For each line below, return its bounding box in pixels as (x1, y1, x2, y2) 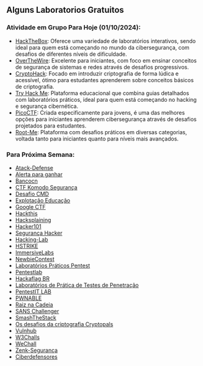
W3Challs (15, 334, 40, 341)
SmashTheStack (15, 314, 57, 321)
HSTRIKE (15, 242, 39, 250)
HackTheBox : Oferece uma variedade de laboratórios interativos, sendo (15, 37, 196, 45)
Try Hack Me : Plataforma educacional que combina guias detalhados (15, 89, 190, 97)
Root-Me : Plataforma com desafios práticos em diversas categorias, (15, 128, 188, 135)
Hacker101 (15, 223, 42, 230)
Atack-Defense (15, 164, 54, 171)
